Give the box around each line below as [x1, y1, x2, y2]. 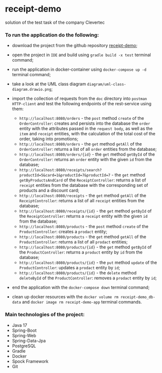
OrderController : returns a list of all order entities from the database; [19, 146, 157, 152]
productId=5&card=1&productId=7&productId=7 [19, 173, 111, 178]
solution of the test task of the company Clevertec [5, 19, 105, 25]
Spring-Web [12, 332, 36, 338]
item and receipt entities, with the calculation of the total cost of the [19, 131, 156, 137]
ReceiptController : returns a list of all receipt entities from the [19, 198, 145, 204]
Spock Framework [12, 358, 49, 364]
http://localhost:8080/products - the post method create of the [19, 224, 148, 229]
